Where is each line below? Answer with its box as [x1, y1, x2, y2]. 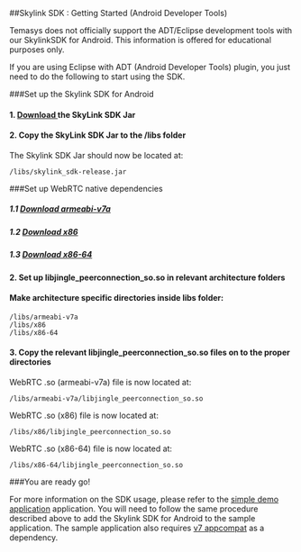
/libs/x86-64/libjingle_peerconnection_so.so [9, 460, 183, 469]
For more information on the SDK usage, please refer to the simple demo [9, 493, 279, 504]
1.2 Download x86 [9, 226, 78, 237]
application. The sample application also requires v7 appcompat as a [9, 522, 265, 533]
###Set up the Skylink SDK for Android [9, 89, 154, 99]
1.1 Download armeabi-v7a [9, 204, 111, 214]
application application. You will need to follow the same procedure [9, 503, 259, 514]
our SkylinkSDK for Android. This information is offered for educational [9, 35, 272, 45]
